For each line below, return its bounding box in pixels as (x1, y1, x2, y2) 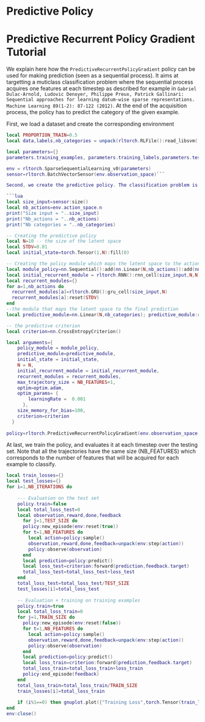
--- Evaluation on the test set (17, 495, 99, 501)
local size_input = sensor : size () (6, 199, 88, 205)
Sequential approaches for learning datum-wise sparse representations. (6, 96, 195, 103)
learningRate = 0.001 (28, 396, 86, 402)
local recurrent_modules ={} (6, 278, 78, 284)
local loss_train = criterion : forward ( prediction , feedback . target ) (22, 660, 192, 666)
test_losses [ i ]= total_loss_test (17, 586, 99, 592)
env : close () (6, 711, 37, 717)
